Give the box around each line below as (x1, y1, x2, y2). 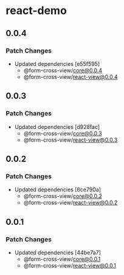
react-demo (5, 4, 67, 18)
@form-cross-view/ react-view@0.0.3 (23, 136, 118, 144)
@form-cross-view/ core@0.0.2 (23, 193, 103, 200)
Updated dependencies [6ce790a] (14, 186, 102, 193)
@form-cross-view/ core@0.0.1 (23, 255, 101, 263)
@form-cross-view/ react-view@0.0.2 (23, 199, 118, 207)
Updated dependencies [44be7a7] (14, 249, 102, 256)
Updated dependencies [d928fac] (14, 123, 100, 130)
